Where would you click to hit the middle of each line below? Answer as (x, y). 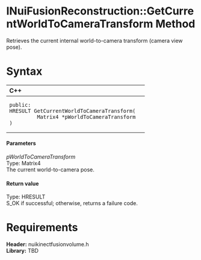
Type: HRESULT (26, 197)
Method (175, 24)
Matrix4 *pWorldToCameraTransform (86, 117)
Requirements (42, 228)
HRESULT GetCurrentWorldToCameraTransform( (73, 111)
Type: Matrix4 (23, 163)
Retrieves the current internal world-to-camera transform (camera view (94, 40)
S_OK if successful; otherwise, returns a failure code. (72, 203)
